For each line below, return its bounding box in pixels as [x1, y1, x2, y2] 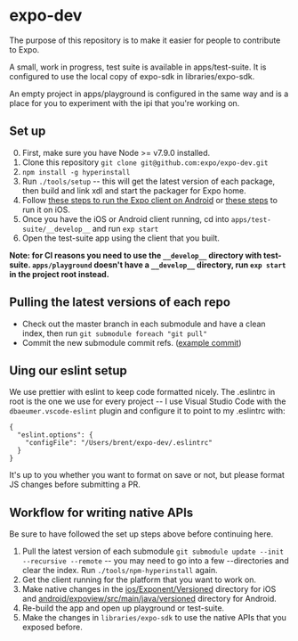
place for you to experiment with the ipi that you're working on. [9, 97, 240, 108]
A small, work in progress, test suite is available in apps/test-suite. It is [9, 62, 267, 72]
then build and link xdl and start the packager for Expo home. [21, 185, 246, 196]
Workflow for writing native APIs [9, 505, 194, 520]
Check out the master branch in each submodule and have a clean [21, 318, 266, 329]
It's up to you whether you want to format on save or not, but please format [9, 470, 285, 481]
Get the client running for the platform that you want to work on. [21, 574, 256, 585]
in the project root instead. [9, 268, 109, 279]
